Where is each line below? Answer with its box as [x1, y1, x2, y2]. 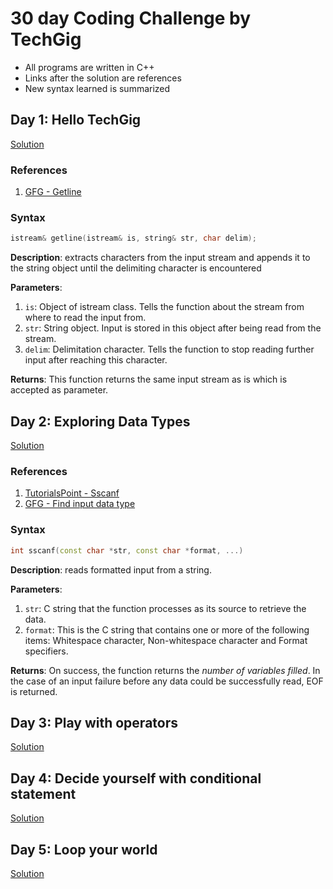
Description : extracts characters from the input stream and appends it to [10, 252, 311, 264]
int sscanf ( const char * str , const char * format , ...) [10, 545, 244, 556]
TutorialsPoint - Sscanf [24, 487, 120, 499]
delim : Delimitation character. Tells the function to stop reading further [24, 343, 315, 356]
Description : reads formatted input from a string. [10, 563, 212, 576]
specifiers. [24, 645, 69, 657]
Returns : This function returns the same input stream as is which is [10, 373, 288, 386]
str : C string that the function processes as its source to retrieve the [24, 602, 307, 614]
